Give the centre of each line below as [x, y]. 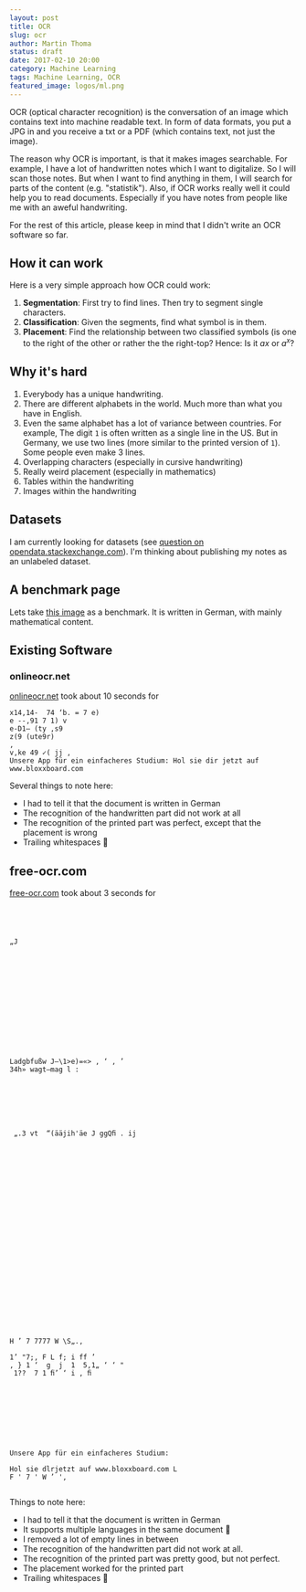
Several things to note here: [62, 785]
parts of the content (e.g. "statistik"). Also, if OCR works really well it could [150, 187]
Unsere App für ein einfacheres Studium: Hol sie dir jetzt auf [134, 761]
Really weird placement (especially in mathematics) [119, 471]
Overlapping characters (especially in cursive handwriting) [133, 461]
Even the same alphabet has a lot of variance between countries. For [152, 423]
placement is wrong [60, 833]
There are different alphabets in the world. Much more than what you [153, 404]
